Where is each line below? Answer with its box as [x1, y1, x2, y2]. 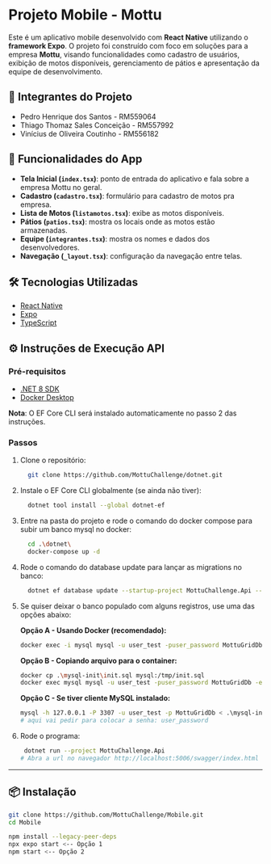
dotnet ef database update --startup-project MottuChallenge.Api [27, 586, 252, 595]
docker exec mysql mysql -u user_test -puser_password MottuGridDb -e [19, 679, 263, 687]
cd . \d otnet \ [27, 540, 72, 549]
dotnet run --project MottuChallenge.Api [23, 747, 165, 755]
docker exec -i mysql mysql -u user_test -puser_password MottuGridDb [19, 641, 263, 649]
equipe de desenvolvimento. [8, 66, 103, 76]
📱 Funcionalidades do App [8, 152, 143, 166]
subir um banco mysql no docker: [19, 525, 131, 534]
